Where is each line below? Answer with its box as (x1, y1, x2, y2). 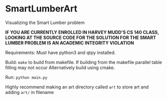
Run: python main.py (5, 74, 48, 80)
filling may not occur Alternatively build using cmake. (5, 64, 115, 70)
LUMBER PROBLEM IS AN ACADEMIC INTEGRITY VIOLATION (5, 39, 134, 45)
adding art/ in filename (5, 89, 54, 95)
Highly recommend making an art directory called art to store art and (5, 83, 149, 90)
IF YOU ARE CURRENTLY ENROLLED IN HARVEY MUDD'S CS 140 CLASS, (5, 29, 159, 35)
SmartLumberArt (5, 3, 77, 14)
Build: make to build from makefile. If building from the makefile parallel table (5, 59, 162, 65)
